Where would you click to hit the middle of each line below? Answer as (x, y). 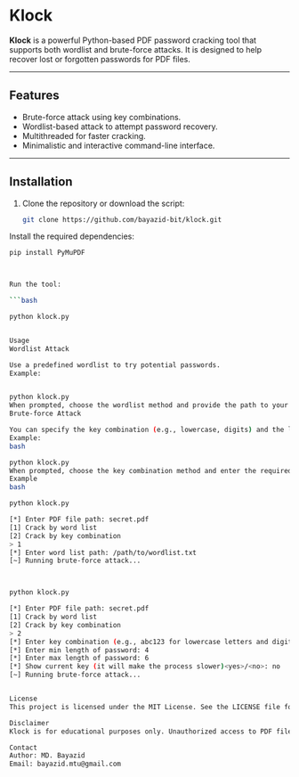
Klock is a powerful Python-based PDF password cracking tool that (133, 40)
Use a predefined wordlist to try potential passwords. (115, 365)
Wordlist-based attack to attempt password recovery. (120, 127)
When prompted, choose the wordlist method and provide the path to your (149, 405)
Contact (24, 748)
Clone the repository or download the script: (103, 203)
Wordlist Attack (39, 348)
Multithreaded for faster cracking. (84, 135)
